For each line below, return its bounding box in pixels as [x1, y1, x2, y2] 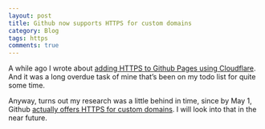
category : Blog [8, 26, 59, 34]
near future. [8, 113, 48, 123]
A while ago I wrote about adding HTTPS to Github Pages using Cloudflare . [8, 63, 256, 73]
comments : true [8, 42, 59, 50]
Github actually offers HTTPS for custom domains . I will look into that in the [8, 105, 257, 115]
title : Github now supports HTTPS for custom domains [8, 19, 193, 27]
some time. [8, 81, 46, 91]
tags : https [8, 34, 48, 42]
